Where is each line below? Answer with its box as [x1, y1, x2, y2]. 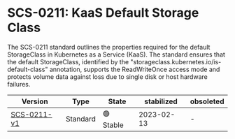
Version [21, 96, 48, 106]
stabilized [144, 96, 178, 106]
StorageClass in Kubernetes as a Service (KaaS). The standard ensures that [7, 50, 226, 59]
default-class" [7, 65, 48, 73]
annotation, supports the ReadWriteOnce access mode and [49, 65, 220, 73]
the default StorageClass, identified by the [7, 57, 129, 66]
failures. [7, 80, 31, 88]
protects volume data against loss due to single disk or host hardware [7, 72, 208, 81]
